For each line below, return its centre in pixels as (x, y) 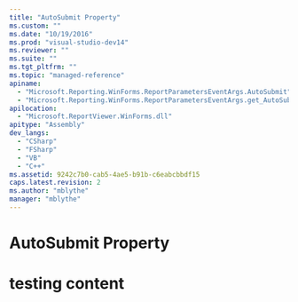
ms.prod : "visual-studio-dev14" (69, 42)
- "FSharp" (37, 149)
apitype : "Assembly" (47, 125)
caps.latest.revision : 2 (55, 183)
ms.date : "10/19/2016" (51, 34)
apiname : (25, 83)
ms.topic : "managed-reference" (67, 75)
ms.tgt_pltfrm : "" (43, 68)
